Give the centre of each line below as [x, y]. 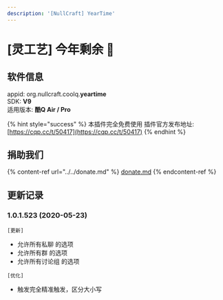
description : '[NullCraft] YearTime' [61, 13]
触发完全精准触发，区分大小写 [59, 290]
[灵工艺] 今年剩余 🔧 [61, 49]
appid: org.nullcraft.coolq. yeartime [57, 94]
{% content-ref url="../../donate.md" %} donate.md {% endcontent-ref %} [112, 172]
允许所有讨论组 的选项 [48, 262]
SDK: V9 [20, 101]
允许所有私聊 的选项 [45, 244]
